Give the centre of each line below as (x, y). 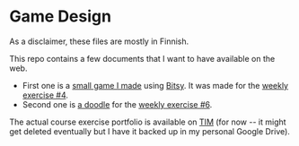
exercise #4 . (45, 95)
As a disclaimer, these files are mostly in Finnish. (99, 41)
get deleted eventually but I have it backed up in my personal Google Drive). (149, 131)
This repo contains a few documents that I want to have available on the (142, 58)
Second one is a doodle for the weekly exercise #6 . (117, 104)
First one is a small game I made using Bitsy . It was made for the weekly (155, 85)
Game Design (61, 17)
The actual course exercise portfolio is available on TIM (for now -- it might (148, 122)
